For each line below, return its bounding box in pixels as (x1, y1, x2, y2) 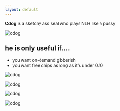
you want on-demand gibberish (12, 57, 76, 63)
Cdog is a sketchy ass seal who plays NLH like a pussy (5, 21, 116, 26)
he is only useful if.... (5, 44, 70, 53)
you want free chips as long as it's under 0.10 (12, 62, 103, 68)
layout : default (5, 7, 38, 12)
